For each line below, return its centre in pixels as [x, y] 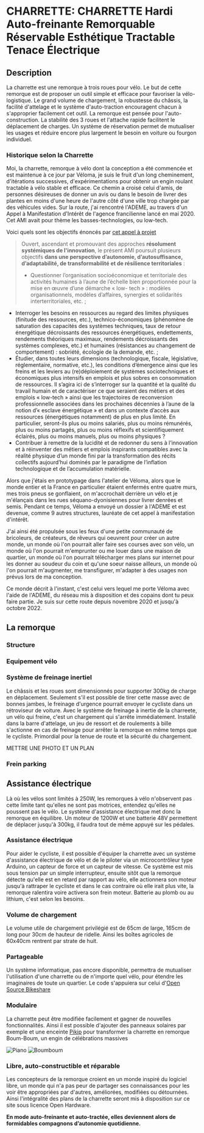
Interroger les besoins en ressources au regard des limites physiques [102, 313]
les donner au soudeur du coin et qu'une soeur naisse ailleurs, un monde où [102, 564]
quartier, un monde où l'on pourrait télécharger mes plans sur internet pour [100, 558]
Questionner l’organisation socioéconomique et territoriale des [109, 275]
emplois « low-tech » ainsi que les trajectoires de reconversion [94, 398]
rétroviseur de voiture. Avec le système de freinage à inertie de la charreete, [102, 710]
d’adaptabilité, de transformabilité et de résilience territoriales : [103, 263]
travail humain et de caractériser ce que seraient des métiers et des [100, 391]
